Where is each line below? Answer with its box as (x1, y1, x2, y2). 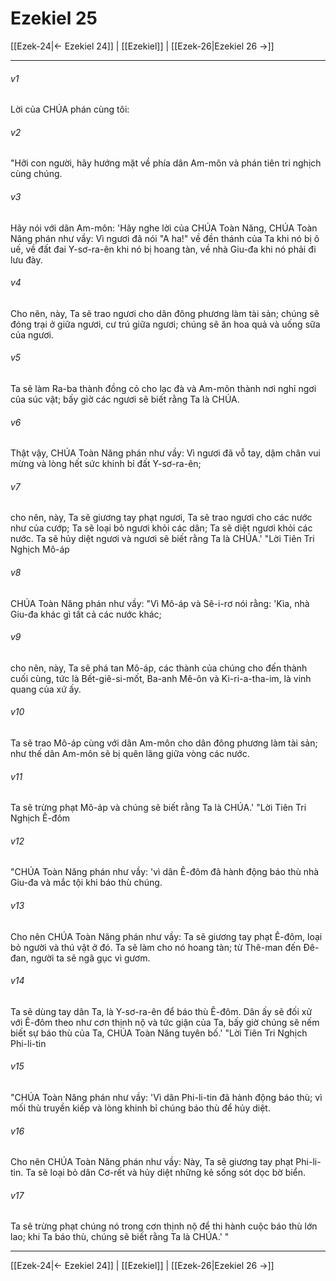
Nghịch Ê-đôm (10, 812, 71, 824)
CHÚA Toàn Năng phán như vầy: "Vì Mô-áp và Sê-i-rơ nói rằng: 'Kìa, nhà (10, 597, 310, 609)
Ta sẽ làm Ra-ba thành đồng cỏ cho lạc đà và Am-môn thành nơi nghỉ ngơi (10, 382, 317, 394)
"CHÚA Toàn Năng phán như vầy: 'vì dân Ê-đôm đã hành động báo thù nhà (10, 866, 320, 878)
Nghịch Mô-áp (10, 543, 70, 556)
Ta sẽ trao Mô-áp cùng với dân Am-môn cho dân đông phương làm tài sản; (10, 737, 318, 749)
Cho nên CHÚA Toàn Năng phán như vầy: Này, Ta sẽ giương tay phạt (10, 1156, 294, 1168)
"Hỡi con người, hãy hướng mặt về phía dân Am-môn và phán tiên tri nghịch (10, 157, 322, 169)
